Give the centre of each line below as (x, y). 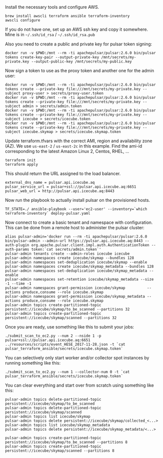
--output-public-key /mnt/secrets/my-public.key (81, 62)
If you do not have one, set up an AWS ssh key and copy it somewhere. (77, 29)
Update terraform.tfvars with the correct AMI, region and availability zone (79, 141)
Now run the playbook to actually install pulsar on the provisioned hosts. (78, 200)
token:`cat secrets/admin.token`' (66, 249)
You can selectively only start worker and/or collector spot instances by (77, 358)
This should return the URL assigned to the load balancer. (63, 174)
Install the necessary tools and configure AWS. (52, 7)
